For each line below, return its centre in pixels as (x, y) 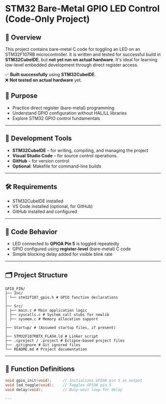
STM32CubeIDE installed (38, 201)
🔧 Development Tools (39, 139)
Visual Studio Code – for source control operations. (65, 156)
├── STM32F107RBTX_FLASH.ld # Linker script (52, 336)
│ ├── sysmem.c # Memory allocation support (52, 319)
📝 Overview (23, 37)
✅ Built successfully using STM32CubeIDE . (51, 74)
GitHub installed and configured (45, 212)
